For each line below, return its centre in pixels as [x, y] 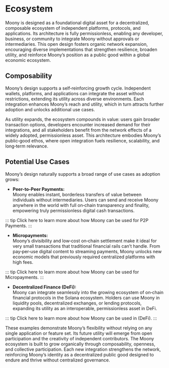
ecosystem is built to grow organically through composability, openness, [80, 344]
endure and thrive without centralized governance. [58, 360]
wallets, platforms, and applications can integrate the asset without [75, 93]
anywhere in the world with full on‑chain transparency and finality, [81, 205]
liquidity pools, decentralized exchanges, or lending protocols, [77, 303]
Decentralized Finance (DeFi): [44, 287]
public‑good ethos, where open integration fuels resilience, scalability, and [82, 140]
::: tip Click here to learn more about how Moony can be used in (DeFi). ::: [81, 318]
